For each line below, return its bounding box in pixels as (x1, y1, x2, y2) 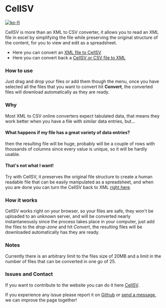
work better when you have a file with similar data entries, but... (5, 118, 135, 124)
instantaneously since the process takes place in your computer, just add (5, 219, 155, 225)
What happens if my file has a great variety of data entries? (5, 130, 130, 136)
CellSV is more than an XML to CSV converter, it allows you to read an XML (5, 29, 159, 35)
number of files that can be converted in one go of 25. (5, 258, 116, 264)
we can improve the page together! (5, 297, 77, 303)
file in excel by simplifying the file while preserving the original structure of (5, 34, 158, 40)
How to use (5, 67, 33, 74)
